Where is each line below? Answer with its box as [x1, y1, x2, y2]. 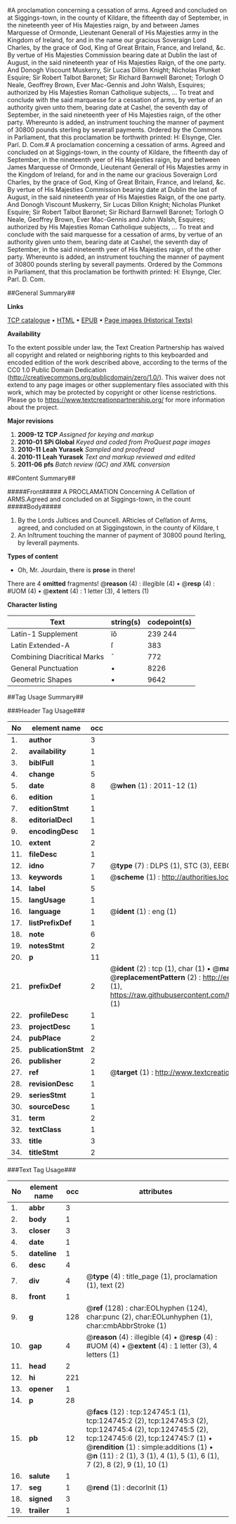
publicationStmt [29, 1045, 84, 1054]
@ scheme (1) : [110, 872, 160, 882]
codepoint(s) [147, 617, 192, 627]
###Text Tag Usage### [7, 1166, 77, 1174]
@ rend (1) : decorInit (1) [86, 1482, 169, 1492]
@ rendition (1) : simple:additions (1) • [86, 1442, 214, 1452]
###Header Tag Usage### [7, 706, 86, 715]
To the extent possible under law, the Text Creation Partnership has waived [7, 343, 225, 351]
